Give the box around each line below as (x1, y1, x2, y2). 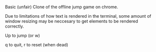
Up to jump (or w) (5, 33, 40, 38)
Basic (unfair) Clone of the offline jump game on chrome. (5, 4, 118, 10)
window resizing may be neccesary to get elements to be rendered (5, 19, 139, 24)
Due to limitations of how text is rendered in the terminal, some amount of (5, 13, 151, 19)
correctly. (5, 23, 24, 29)
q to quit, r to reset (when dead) (5, 42, 69, 47)
